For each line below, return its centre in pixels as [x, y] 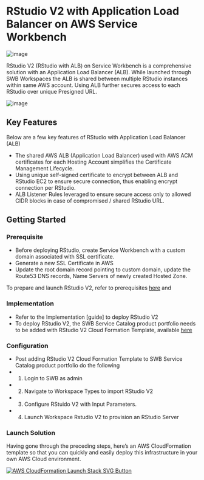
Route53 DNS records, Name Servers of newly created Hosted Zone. [101, 276]
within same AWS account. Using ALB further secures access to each [93, 85]
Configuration [27, 346]
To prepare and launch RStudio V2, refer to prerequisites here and [89, 288]
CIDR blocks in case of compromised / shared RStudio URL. [90, 200]
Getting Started [36, 220]
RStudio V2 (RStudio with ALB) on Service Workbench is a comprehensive [99, 66]
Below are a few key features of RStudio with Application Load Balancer [96, 137]
